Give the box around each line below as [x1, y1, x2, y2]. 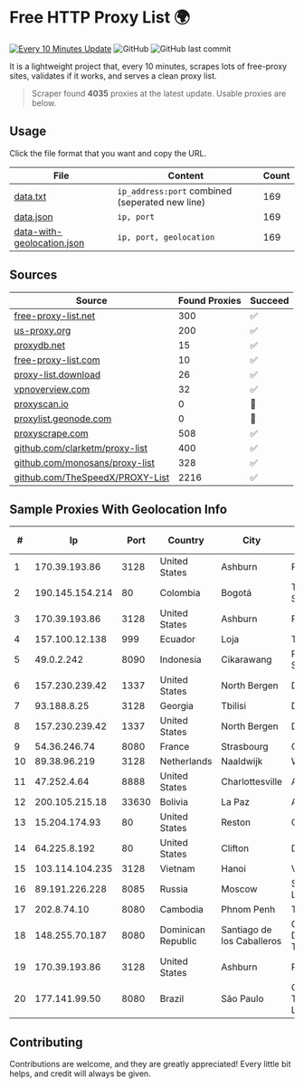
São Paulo [221, 992, 264, 1005]
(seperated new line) [117, 195, 206, 208]
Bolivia [159, 796, 188, 809]
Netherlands [159, 755, 213, 768]
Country [167, 535, 205, 547]
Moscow [221, 883, 258, 895]
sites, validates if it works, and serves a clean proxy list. [9, 70, 217, 81]
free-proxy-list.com [14, 354, 101, 366]
